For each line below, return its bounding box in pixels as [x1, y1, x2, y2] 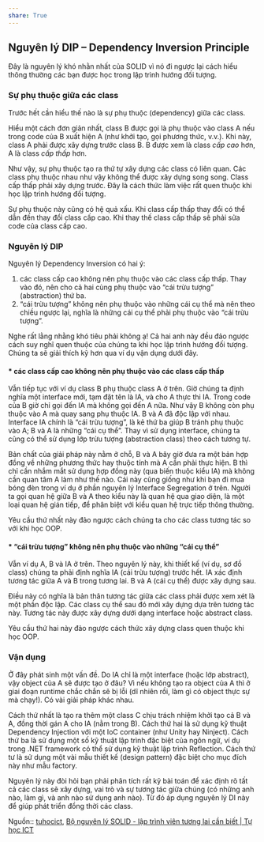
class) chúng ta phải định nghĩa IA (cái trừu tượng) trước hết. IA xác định [8, 568, 243, 577]
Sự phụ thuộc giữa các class [8, 90, 119, 101]
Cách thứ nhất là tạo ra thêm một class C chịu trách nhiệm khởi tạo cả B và [8, 710, 251, 719]
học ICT [8, 825, 34, 834]
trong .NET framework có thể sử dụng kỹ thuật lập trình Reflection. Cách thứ [8, 744, 256, 753]
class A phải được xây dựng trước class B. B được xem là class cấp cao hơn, [8, 140, 256, 149]
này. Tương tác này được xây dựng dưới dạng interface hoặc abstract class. [8, 608, 253, 617]
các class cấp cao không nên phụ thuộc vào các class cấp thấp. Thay [19, 274, 247, 284]
